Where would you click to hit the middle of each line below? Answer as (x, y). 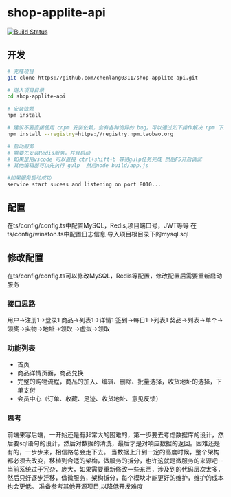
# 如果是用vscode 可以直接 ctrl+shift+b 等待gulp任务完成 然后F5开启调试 (104, 159)
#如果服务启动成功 (29, 178)
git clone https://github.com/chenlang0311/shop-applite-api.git (102, 78)
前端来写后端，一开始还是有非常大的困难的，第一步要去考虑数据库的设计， (112, 434)
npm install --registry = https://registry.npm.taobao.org (90, 134)
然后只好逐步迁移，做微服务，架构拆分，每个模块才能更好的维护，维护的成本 (115, 477)
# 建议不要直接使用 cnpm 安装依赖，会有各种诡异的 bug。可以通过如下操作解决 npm (111, 128)
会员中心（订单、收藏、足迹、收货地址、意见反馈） (89, 399)
